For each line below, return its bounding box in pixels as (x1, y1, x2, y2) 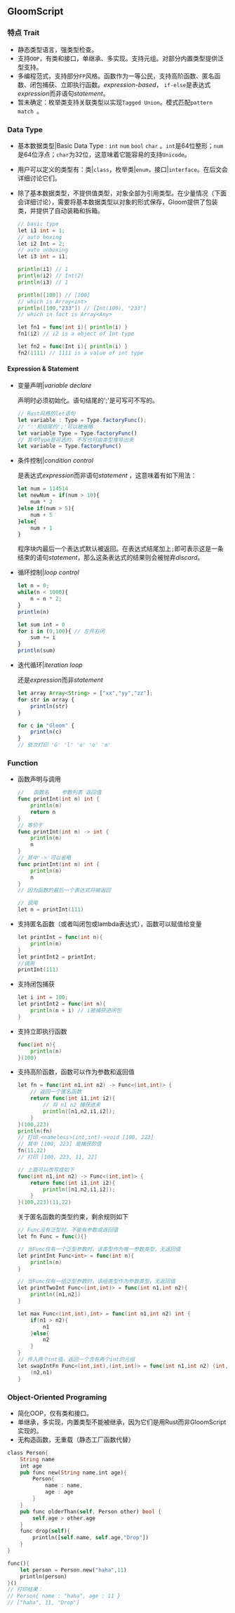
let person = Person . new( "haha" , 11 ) (20, 1566, 128, 1574)
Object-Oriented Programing (7, 1392, 107, 1402)
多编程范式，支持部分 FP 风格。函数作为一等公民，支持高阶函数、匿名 (17, 72, 215, 80)
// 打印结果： (7, 1586, 43, 1593)
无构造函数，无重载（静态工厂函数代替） (17, 1435, 135, 1444)
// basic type (17, 220, 59, 228)
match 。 (17, 107, 43, 115)
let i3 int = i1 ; (17, 253, 69, 261)
